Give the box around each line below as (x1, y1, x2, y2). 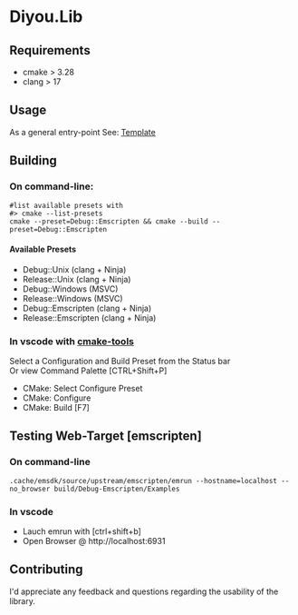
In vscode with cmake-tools (9, 334, 134, 347)
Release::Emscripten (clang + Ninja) (22, 312, 157, 323)
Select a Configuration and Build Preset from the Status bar (9, 356, 231, 366)
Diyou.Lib (9, 6, 83, 27)
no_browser (9, 484, 51, 493)
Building (9, 153, 57, 169)
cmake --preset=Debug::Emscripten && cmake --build (9, 216, 208, 226)
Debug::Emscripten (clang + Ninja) (22, 303, 152, 313)
